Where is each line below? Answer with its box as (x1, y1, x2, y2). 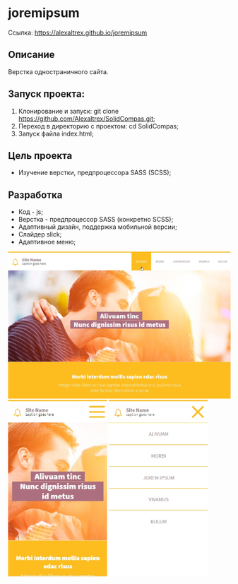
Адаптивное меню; (18, 238, 76, 246)
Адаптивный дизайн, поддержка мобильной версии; (18, 222, 177, 231)
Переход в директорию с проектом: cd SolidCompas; (18, 121, 179, 130)
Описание (8, 49, 55, 61)
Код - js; (18, 208, 43, 216)
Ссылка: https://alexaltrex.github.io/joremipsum (8, 28, 148, 37)
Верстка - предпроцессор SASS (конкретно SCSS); (18, 215, 174, 224)
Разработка (8, 189, 63, 201)
